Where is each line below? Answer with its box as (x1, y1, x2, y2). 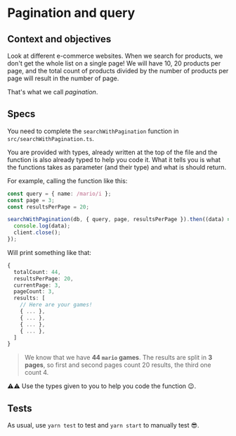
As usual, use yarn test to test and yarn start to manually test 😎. (7, 421, 199, 430)
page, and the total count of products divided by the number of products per (7, 67, 229, 75)
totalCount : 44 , (13, 268, 61, 275)
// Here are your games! (20, 301, 93, 309)
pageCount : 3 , (13, 288, 55, 295)
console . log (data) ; (13, 223, 71, 230)
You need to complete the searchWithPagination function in (7, 127, 179, 135)
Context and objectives (7, 33, 112, 45)
